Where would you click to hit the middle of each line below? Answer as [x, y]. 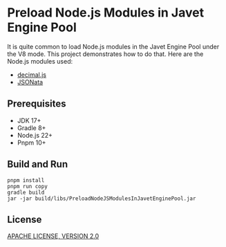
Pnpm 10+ [31, 143]
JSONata [30, 82]
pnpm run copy [28, 186]
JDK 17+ [29, 120]
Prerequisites [37, 104]
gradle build [26, 192]
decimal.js [32, 75]
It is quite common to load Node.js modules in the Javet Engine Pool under [113, 46]
